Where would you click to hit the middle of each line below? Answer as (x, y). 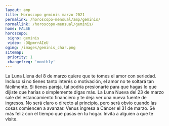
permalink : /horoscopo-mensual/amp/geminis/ (53, 19)
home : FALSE (18, 29)
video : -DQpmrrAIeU (28, 43)
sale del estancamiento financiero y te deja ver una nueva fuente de (76, 98)
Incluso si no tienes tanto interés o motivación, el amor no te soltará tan (80, 81)
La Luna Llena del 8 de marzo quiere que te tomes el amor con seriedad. (81, 76)
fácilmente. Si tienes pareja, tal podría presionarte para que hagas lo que (81, 87)
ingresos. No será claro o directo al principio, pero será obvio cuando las (81, 103)
